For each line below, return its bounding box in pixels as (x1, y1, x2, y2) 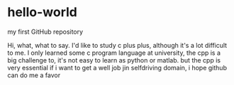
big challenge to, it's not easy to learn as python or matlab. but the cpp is (7, 55, 221, 64)
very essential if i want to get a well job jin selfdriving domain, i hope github (7, 63, 227, 72)
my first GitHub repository (7, 27, 84, 36)
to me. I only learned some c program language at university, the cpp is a (7, 48, 221, 57)
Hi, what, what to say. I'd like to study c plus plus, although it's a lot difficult (7, 41, 228, 49)
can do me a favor (7, 71, 61, 79)
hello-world (7, 4, 78, 20)
